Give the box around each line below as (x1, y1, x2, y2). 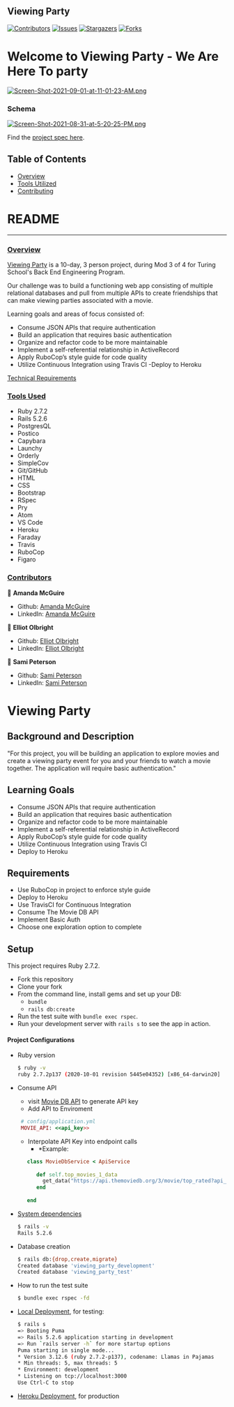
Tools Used (7, 391, 47, 401)
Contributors (7, 573, 52, 582)
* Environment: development (17, 1367, 99, 1374)
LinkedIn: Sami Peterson (17, 678, 87, 686)
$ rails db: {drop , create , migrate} (17, 1256, 118, 1263)
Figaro (17, 555, 36, 564)
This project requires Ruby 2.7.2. (7, 962, 100, 970)
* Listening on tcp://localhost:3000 (17, 1373, 127, 1380)
